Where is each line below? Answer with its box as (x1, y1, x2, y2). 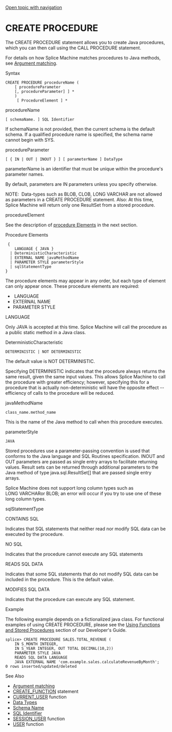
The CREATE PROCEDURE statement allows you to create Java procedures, (5, 39, 165, 45)
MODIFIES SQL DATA (5, 586, 50, 592)
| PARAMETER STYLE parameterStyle (10, 259, 84, 265)
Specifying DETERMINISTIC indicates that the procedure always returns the (5, 368, 165, 374)
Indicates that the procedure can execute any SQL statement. (5, 596, 135, 602)
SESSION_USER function (12, 716, 65, 722)
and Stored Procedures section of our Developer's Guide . (5, 627, 127, 633)
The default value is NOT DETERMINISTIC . (5, 358, 95, 364)
